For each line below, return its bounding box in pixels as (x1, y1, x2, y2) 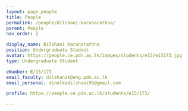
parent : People (6, 25, 44, 31)
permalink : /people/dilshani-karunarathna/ (6, 20, 116, 26)
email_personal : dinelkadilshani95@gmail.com (6, 80, 121, 86)
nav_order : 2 (6, 31, 39, 37)
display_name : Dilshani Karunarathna (6, 42, 100, 47)
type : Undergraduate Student (6, 58, 79, 64)
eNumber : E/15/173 (6, 69, 52, 75)
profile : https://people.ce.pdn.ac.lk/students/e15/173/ (6, 90, 151, 97)
